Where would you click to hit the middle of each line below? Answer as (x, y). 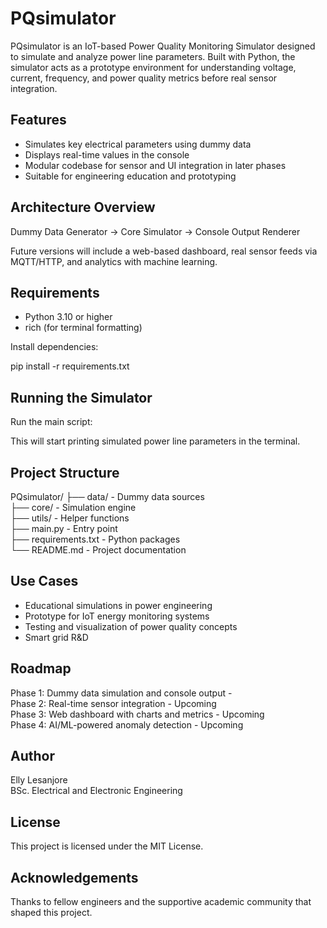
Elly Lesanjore (39, 780)
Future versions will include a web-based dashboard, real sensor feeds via (164, 251)
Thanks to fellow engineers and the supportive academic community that (161, 902)
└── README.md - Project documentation (98, 550)
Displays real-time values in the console (107, 154)
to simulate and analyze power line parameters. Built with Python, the (153, 56)
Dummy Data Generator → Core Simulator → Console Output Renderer (155, 231)
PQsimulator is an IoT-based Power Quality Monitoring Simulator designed (163, 46)
